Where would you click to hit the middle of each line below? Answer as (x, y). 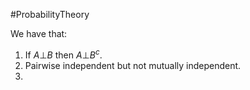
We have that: (39, 33)
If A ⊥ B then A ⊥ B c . (63, 54)
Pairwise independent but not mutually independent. (133, 65)
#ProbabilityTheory (50, 14)
